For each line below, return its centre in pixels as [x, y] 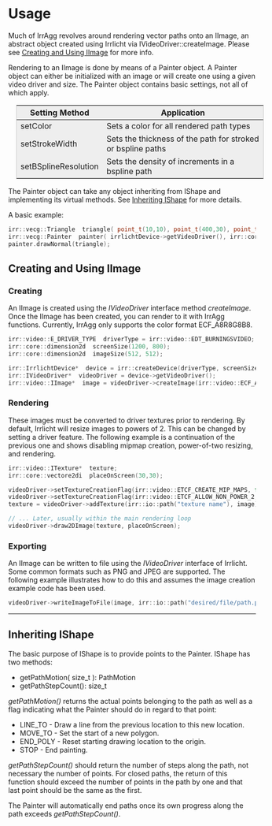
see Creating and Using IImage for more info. [81, 52]
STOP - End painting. [53, 750]
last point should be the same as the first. [75, 790]
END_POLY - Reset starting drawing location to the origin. [113, 741]
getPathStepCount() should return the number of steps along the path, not [129, 765]
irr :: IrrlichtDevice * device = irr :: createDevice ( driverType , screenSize [133, 368]
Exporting [28, 546]
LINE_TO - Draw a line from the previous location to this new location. [132, 724]
